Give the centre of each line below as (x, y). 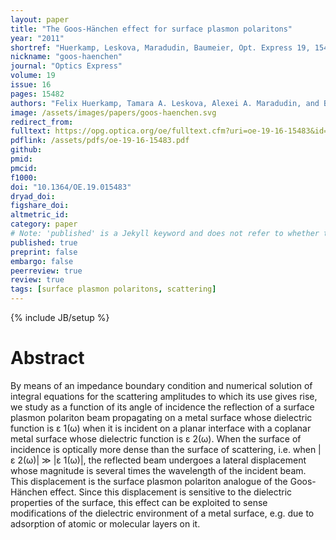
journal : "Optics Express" (66, 66)
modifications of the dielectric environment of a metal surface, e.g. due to (162, 513)
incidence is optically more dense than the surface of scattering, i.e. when (163, 449)
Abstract (47, 358)
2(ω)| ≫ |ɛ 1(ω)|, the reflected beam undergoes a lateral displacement (162, 460)
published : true (44, 242)
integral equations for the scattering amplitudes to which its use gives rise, (164, 396)
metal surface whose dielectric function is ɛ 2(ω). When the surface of (156, 438)
